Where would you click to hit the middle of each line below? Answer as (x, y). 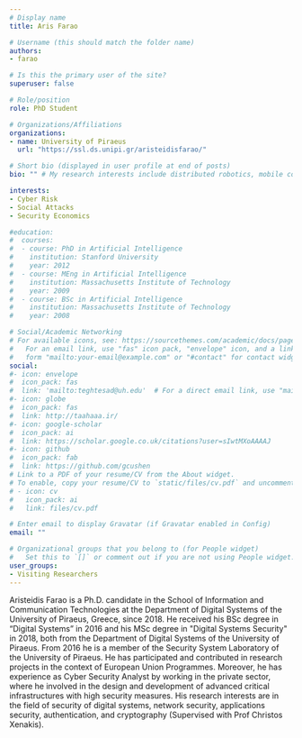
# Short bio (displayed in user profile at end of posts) (120, 166)
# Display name (38, 18)
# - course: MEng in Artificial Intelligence (98, 274)
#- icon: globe (38, 399)
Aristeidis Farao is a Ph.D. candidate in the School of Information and (137, 599)
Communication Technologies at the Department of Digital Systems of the (146, 609)
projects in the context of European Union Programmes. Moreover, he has (146, 667)
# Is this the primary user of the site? (88, 76)
